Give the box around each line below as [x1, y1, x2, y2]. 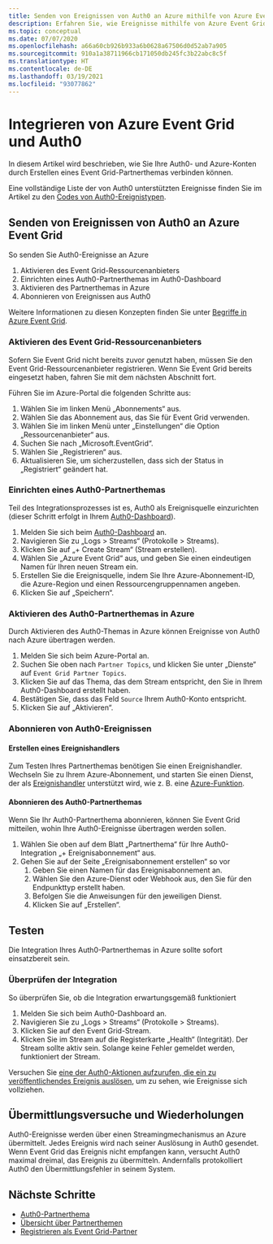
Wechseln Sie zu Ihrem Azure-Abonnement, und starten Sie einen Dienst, [8, 770, 253, 780]
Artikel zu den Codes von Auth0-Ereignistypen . [8, 192, 167, 202]
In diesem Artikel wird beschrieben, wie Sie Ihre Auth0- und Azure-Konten [8, 159, 257, 169]
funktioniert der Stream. [19, 1051, 101, 1061]
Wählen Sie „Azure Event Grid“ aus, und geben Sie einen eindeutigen [19, 553, 252, 563]
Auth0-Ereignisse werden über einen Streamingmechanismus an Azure [8, 1129, 246, 1139]
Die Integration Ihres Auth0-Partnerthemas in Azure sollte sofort [8, 945, 223, 955]
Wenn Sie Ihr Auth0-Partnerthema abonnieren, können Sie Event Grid [8, 815, 240, 825]
